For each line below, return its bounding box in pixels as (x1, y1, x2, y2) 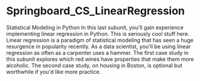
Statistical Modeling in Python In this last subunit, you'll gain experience (6, 24, 184, 31)
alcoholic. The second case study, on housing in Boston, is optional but (6, 61, 183, 69)
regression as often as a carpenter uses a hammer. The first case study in (6, 49, 189, 56)
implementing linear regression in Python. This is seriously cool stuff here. (6, 30, 190, 37)
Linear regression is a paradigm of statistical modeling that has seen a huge (6, 36, 194, 43)
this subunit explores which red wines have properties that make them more (6, 55, 194, 63)
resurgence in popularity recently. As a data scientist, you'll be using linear (6, 43, 191, 50)
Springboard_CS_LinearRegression (6, 4, 185, 18)
